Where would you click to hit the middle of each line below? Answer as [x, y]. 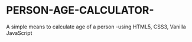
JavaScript [19, 33]
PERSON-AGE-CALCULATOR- [80, 10]
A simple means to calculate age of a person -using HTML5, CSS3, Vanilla [96, 27]
